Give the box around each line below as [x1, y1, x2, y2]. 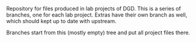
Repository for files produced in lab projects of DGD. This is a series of [6, 5, 182, 12]
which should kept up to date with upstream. [6, 18, 117, 24]
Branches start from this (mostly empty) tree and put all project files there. [6, 29, 191, 36]
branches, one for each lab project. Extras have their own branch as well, [6, 11, 188, 18]
